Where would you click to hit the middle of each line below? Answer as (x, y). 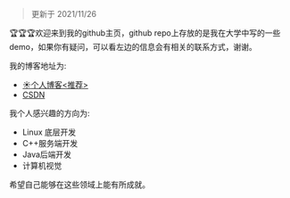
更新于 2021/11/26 (64, 14)
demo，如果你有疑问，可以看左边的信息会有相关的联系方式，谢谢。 (133, 47)
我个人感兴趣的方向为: (50, 113)
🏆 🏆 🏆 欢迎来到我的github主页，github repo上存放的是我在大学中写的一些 (145, 33)
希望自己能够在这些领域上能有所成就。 (79, 185)
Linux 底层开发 (49, 132)
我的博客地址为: (38, 66)
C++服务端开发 (50, 143)
